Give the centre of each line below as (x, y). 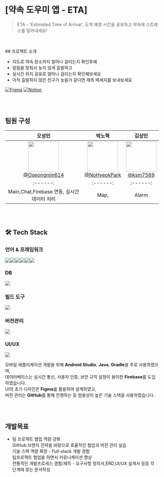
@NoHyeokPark (103, 175)
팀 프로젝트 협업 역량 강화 (36, 439)
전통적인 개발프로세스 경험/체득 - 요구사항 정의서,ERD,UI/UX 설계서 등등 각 (83, 463)
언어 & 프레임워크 (24, 250)
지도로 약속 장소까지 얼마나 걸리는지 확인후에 (55, 61)
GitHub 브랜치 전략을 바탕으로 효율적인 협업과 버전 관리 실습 (69, 445)
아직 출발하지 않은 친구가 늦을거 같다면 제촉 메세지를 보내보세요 (72, 80)
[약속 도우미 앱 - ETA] (46, 10)
